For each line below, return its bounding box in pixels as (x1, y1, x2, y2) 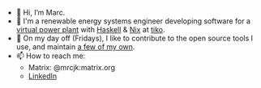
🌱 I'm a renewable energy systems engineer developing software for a (15, 16, 251, 26)
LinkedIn (28, 71, 58, 81)
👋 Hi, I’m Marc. (15, 8, 66, 17)
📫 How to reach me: (15, 51, 86, 61)
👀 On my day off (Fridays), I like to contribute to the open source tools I (15, 33, 254, 43)
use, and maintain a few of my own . (15, 42, 135, 52)
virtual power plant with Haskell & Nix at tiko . (15, 25, 165, 34)
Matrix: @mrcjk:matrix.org (28, 63, 116, 72)
